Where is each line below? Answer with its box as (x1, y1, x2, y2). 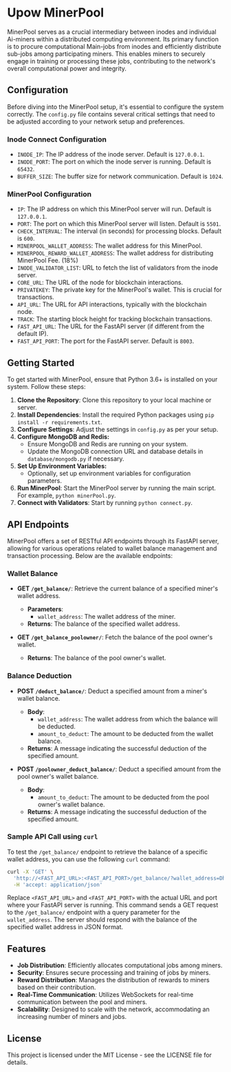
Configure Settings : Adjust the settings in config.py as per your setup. (16, 426, 219, 434)
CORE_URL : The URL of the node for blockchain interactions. (16, 278, 184, 287)
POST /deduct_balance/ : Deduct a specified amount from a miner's (16, 686, 208, 695)
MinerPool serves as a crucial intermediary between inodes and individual (7, 28, 217, 36)
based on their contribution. (16, 983, 96, 991)
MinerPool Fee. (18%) (16, 257, 79, 265)
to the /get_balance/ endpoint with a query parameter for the (7, 909, 180, 917)
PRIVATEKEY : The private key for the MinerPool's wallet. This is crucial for (16, 286, 222, 294)
